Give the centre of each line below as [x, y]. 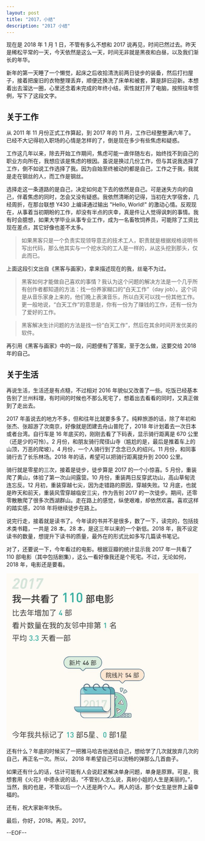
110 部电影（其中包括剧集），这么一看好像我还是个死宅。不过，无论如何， [98, 557]
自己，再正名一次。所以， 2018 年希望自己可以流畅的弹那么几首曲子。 [94, 759]
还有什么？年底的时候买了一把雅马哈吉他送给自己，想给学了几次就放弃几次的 [103, 751]
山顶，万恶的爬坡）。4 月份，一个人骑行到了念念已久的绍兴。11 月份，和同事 [101, 449]
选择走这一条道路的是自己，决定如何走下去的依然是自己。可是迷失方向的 [97, 189]
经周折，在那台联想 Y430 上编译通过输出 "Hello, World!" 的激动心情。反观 [99, 205]
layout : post [23, 13]
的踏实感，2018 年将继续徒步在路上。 [53, 508]
